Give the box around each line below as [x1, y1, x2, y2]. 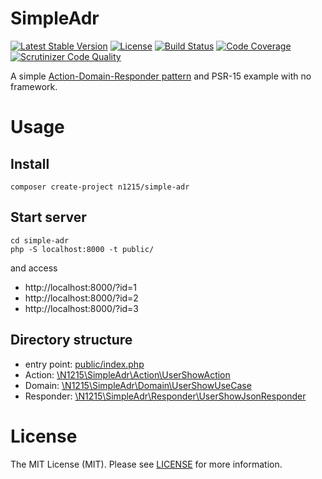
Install [10, 155, 50, 172]
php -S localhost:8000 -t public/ [10, 244, 155, 254]
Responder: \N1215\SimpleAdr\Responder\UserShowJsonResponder [24, 390, 307, 402]
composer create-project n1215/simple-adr [10, 182, 190, 192]
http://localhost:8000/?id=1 [24, 281, 138, 293]
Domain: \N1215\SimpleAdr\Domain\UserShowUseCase [24, 379, 252, 391]
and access [10, 262, 58, 274]
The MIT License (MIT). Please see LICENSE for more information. [10, 458, 283, 470]
